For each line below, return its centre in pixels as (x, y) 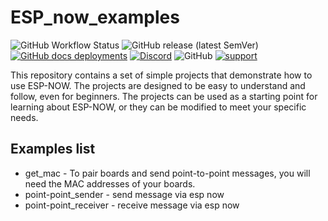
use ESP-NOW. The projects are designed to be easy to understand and (158, 85)
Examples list (53, 149)
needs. (24, 117)
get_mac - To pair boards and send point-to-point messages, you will (167, 173)
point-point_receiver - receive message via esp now (132, 205)
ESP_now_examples (95, 17)
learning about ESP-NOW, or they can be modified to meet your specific (158, 107)
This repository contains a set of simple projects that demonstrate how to (161, 75)
